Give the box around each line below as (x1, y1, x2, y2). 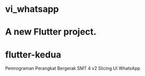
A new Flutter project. (5, 26, 97, 38)
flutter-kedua (5, 49, 61, 60)
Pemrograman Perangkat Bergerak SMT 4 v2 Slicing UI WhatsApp (5, 66, 141, 72)
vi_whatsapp (5, 3, 59, 15)
